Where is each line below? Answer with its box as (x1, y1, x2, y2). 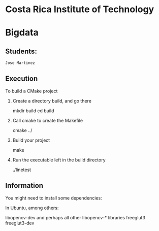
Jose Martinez (5, 60, 36, 65)
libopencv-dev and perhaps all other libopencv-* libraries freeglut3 (5, 214, 146, 220)
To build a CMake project (5, 88, 58, 94)
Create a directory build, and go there (12, 97, 91, 104)
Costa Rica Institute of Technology (5, 4, 154, 15)
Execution (5, 75, 38, 83)
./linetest (12, 167, 31, 173)
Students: (5, 47, 37, 55)
